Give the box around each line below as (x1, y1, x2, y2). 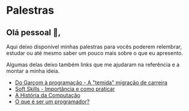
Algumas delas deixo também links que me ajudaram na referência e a (6, 61, 180, 68)
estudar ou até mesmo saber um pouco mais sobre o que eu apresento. (6, 50, 184, 57)
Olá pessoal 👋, (6, 27, 61, 38)
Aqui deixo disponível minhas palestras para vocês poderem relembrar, (6, 43, 182, 50)
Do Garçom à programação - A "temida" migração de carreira (14, 79, 168, 86)
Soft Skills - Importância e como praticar (14, 85, 115, 92)
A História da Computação (14, 92, 81, 98)
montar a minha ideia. (6, 67, 60, 75)
